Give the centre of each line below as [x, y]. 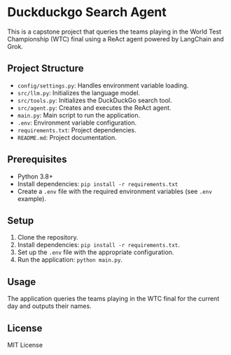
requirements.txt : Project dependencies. [77, 130]
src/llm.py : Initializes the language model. [79, 92]
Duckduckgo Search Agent [87, 12]
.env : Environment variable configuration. [77, 123]
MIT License [25, 345]
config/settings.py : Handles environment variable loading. [103, 85]
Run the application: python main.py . [70, 260]
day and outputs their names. [50, 306]
